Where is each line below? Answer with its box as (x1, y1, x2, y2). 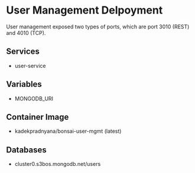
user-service (14, 62, 46, 69)
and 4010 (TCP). (6, 29, 46, 36)
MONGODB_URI (14, 95, 54, 102)
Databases (6, 145, 47, 155)
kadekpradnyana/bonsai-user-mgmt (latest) (14, 128, 122, 135)
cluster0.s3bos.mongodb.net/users (14, 161, 101, 168)
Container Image (6, 112, 69, 122)
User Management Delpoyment (6, 4, 163, 17)
